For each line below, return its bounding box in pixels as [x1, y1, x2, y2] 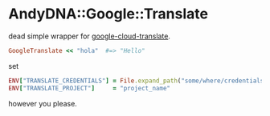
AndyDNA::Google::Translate [8, 5, 209, 23]
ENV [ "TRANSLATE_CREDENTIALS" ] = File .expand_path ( [8, 77, 182, 85]
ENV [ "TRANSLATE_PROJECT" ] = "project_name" [8, 84, 171, 92]
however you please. [8, 98, 78, 108]
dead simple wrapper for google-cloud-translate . [8, 31, 171, 41]
